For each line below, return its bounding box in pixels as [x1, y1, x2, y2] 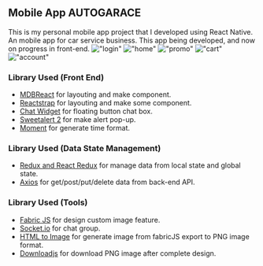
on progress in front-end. [8, 43, 91, 54]
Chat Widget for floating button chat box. [19, 106, 154, 116]
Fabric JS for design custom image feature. [19, 215, 161, 224]
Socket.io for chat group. [19, 224, 101, 233]
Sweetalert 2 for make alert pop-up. [19, 115, 136, 124]
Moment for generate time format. [19, 124, 131, 133]
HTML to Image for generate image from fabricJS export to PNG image [19, 231, 250, 241]
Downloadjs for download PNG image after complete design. [19, 248, 217, 258]
